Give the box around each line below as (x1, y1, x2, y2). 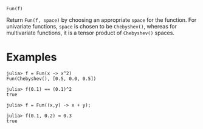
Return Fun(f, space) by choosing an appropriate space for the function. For (6, 16, 197, 24)
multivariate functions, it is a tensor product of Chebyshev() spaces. (6, 29, 175, 36)
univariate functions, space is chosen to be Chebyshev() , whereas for (6, 23, 177, 30)
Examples (6, 50, 57, 64)
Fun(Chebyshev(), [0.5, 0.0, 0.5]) (6, 76, 97, 82)
